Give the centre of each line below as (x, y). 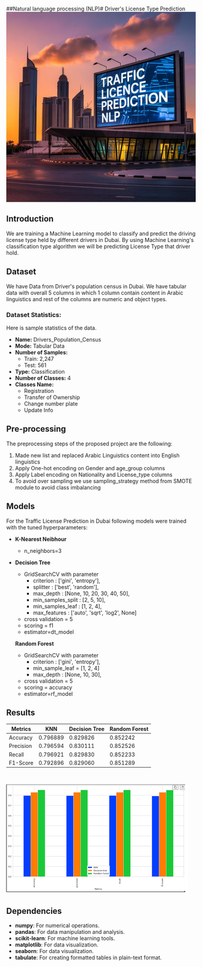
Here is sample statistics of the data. (52, 328)
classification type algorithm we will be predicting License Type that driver (98, 246)
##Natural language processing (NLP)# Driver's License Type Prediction (96, 9)
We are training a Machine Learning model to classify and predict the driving (101, 233)
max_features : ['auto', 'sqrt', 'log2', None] (85, 613)
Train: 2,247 (39, 359)
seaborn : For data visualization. (54, 951)
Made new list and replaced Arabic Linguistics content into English (97, 455)
